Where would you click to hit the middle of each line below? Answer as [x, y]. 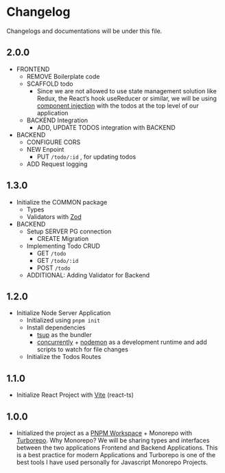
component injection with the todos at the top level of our [118, 105]
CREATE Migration [63, 238]
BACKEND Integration [57, 120]
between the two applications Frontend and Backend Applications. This [117, 448]
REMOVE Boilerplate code [63, 76]
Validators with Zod [54, 216]
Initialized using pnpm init [63, 321]
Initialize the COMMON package [62, 202]
